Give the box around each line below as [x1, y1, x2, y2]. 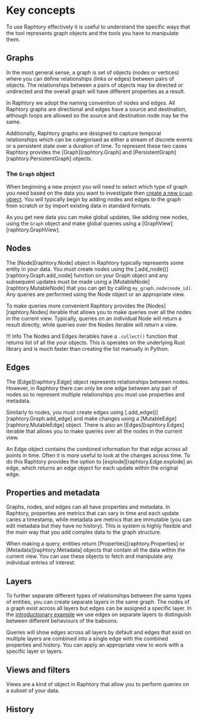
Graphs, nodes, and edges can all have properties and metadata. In [6, 503, 171, 510]
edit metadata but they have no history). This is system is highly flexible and [6, 522, 191, 529]
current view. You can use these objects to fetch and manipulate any [6, 553, 174, 560]
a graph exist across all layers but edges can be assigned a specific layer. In [6, 605, 192, 612]
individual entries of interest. [6, 559, 76, 566]
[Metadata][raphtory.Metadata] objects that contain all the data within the [6, 547, 185, 554]
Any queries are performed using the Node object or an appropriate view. [6, 290, 185, 297]
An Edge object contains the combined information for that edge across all [6, 445, 188, 452]
